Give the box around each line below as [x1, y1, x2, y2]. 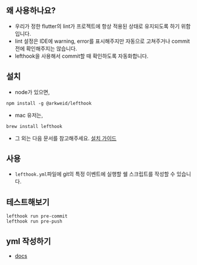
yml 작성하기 [6, 236, 51, 246]
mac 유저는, [14, 111, 43, 119]
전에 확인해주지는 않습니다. [14, 45, 77, 52]
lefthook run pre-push [6, 219, 62, 225]
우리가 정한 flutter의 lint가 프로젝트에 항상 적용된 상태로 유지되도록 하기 [14, 23, 180, 30]
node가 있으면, [14, 88, 50, 95]
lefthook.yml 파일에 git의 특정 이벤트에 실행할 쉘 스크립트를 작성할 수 [14, 170, 176, 177]
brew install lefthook [6, 123, 62, 129]
